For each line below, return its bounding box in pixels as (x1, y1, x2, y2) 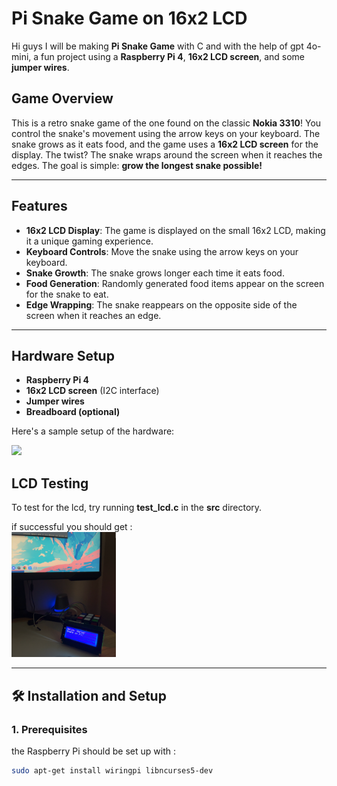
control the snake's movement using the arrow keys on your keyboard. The (11, 127, 321, 139)
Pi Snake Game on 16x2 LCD (11, 7, 248, 30)
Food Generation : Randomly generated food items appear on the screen (25, 277, 325, 289)
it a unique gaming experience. (25, 235, 154, 247)
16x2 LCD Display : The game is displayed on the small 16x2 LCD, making (25, 224, 326, 236)
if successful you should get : (11, 521, 133, 533)
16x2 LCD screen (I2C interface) (25, 385, 160, 397)
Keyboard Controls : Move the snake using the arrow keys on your (25, 245, 299, 257)
